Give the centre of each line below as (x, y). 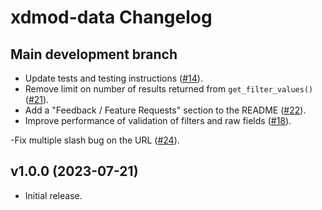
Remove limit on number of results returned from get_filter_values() (169, 89)
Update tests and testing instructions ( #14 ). (113, 78)
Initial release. (53, 195)
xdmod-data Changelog (111, 17)
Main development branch (94, 54)
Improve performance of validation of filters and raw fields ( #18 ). (158, 120)
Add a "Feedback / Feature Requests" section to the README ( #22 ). (165, 110)
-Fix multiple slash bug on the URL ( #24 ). (95, 140)
